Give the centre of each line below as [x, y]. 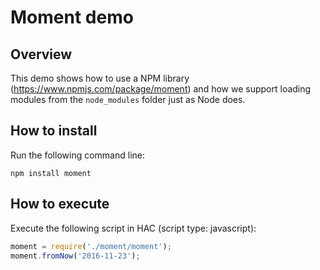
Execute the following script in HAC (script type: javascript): [133, 228]
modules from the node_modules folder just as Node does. [128, 99]
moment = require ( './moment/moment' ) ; [91, 246]
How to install [54, 131]
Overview [41, 54]
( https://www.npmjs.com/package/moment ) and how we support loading [161, 89]
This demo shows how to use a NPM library [100, 78]
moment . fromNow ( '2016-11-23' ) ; [75, 256]
